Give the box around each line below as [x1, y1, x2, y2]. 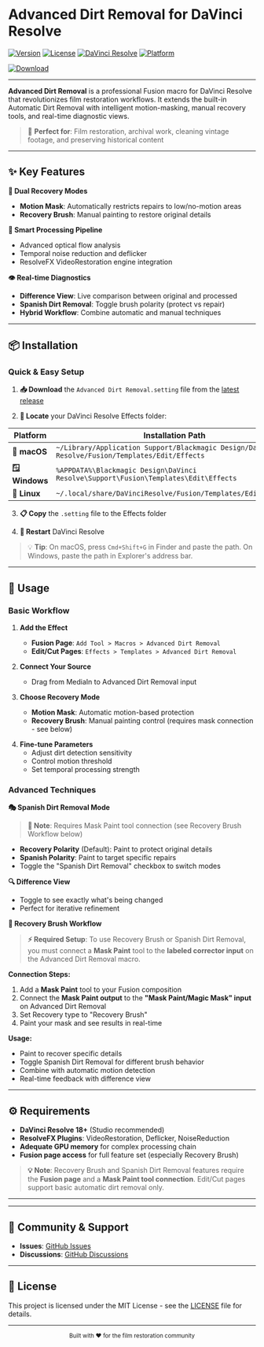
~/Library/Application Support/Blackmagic [56, 443, 218, 452]
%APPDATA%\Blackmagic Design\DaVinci [56, 466, 197, 474]
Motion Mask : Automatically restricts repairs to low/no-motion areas [19, 201, 242, 210]
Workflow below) [27, 829, 83, 839]
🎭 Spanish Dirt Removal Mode [8, 803, 110, 812]
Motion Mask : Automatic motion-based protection [31, 707, 195, 718]
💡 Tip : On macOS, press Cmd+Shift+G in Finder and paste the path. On [27, 542, 253, 552]
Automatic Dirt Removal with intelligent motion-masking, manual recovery [8, 102, 246, 112]
